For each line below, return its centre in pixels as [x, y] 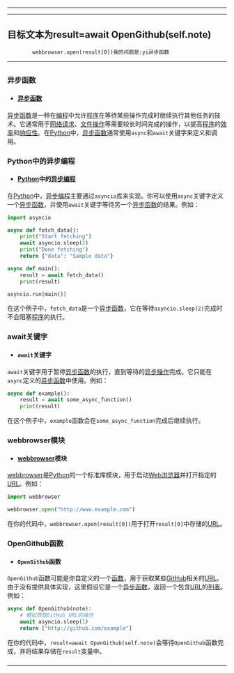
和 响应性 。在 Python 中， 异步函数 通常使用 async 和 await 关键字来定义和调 [116, 132]
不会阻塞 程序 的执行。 [38, 317]
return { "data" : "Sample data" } [67, 256]
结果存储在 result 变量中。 [68, 651]
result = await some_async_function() [76, 400]
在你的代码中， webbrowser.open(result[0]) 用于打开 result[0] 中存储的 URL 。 [117, 524]
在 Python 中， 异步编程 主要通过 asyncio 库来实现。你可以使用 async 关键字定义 [116, 196]
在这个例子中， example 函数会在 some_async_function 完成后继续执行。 [106, 421]
